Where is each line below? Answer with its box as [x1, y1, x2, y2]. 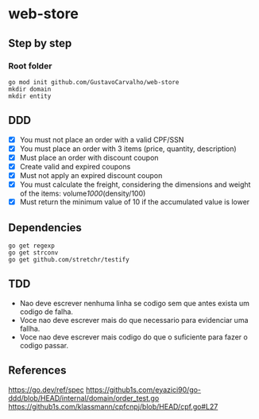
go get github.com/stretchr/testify [8, 255, 129, 263]
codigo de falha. [19, 307, 74, 316]
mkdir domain [8, 85, 52, 93]
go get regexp [8, 242, 56, 250]
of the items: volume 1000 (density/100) [19, 188, 146, 199]
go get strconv [8, 248, 59, 257]
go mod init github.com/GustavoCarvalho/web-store [8, 78, 180, 86]
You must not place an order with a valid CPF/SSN [19, 134, 184, 144]
